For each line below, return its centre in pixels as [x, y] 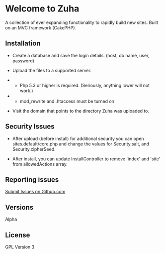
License [18, 235]
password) [23, 61]
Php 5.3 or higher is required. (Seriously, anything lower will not [85, 85]
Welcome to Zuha [42, 9]
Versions [19, 207]
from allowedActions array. [40, 164]
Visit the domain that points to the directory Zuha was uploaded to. [81, 111]
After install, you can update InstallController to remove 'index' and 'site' [86, 159]
